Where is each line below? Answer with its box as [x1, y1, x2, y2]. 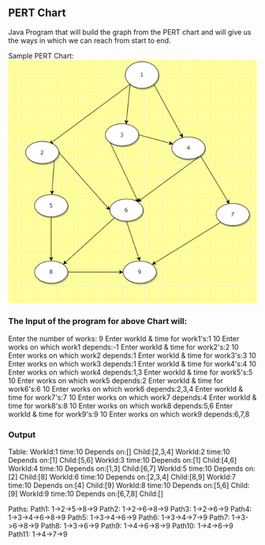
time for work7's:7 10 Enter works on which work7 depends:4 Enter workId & [8, 393, 257, 402]
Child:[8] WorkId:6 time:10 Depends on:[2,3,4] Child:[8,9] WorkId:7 [19, 472, 237, 482]
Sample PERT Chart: [8, 51, 74, 60]
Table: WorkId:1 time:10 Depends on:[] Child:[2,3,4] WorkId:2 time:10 [8, 447, 230, 457]
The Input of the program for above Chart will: [8, 316, 188, 327]
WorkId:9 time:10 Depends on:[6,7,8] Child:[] [19, 489, 164, 498]
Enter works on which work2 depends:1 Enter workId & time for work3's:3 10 [8, 351, 256, 360]
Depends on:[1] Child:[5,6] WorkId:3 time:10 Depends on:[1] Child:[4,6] [8, 456, 237, 465]
